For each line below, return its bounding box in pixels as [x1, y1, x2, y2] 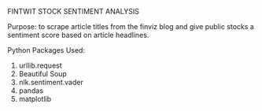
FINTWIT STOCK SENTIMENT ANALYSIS [7, 7, 139, 16]
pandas [18, 86, 44, 95]
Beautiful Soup [18, 69, 68, 78]
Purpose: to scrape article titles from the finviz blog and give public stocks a [7, 22, 255, 31]
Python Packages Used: [7, 46, 86, 54]
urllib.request [18, 61, 62, 70]
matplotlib [18, 94, 52, 103]
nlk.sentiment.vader [18, 78, 83, 87]
